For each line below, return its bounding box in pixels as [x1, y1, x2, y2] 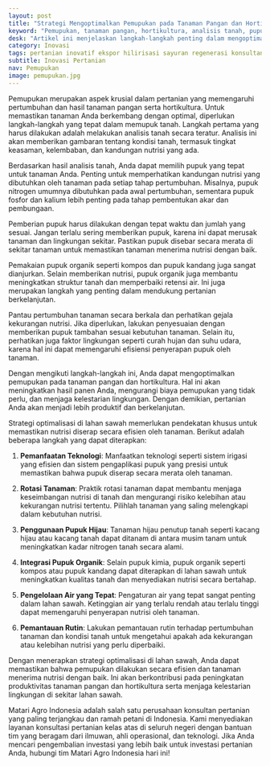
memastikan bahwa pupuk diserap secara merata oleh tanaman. [19, 467, 233, 477]
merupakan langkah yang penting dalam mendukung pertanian [8, 286, 217, 295]
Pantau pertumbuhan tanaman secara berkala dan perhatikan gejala [8, 310, 233, 319]
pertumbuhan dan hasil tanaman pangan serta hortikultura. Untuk [8, 102, 225, 112]
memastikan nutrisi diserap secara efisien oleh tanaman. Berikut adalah [8, 426, 245, 436]
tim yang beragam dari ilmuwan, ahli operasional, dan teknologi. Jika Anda [8, 731, 255, 740]
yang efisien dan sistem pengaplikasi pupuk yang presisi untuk [19, 459, 228, 469]
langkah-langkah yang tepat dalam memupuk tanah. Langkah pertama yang [8, 119, 260, 129]
